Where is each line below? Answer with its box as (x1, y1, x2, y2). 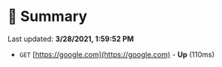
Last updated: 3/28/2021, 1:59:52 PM (7, 34, 134, 44)
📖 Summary (7, 7, 88, 26)
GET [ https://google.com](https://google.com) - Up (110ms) (19, 49, 216, 59)
